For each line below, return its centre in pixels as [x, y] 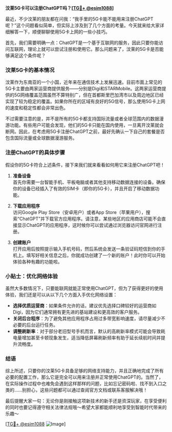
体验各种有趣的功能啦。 [37, 262]
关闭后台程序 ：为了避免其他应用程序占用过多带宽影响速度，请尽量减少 [87, 318]
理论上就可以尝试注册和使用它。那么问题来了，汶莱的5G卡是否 [93, 49]
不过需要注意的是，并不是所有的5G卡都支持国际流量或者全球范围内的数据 [82, 119]
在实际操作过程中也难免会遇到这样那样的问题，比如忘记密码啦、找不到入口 [84, 384]
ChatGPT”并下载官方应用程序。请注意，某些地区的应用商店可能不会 [90, 219]
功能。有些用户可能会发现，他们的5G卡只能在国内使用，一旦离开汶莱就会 [87, 125]
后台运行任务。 [42, 325]
